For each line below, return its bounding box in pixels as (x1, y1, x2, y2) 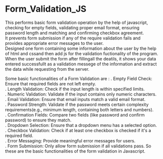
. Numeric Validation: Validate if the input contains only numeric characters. (5, 91, 157, 97)
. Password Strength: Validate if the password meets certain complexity (5, 101, 149, 107)
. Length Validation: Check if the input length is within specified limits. (5, 86, 145, 92)
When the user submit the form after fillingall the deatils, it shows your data (5, 56, 156, 61)
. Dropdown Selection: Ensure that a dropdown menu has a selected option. (5, 122, 157, 128)
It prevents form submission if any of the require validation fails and (5, 35, 141, 41)
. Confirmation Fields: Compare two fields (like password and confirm (5, 112, 145, 118)
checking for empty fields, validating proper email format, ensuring (5, 24, 140, 30)
